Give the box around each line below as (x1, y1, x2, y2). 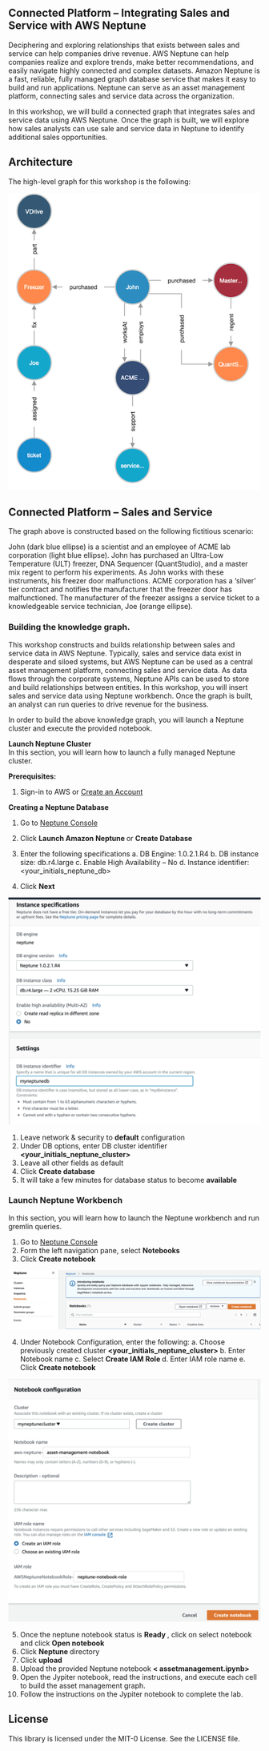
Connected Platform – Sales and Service (8, 506, 213, 519)
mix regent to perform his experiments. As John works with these (8, 567, 224, 577)
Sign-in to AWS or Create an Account (19, 787, 143, 796)
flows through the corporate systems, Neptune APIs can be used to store (8, 674, 250, 683)
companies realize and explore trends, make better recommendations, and (8, 57, 255, 66)
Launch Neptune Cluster (8, 739, 92, 748)
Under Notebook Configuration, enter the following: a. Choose (19, 1337, 226, 1347)
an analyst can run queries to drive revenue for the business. (8, 699, 209, 709)
